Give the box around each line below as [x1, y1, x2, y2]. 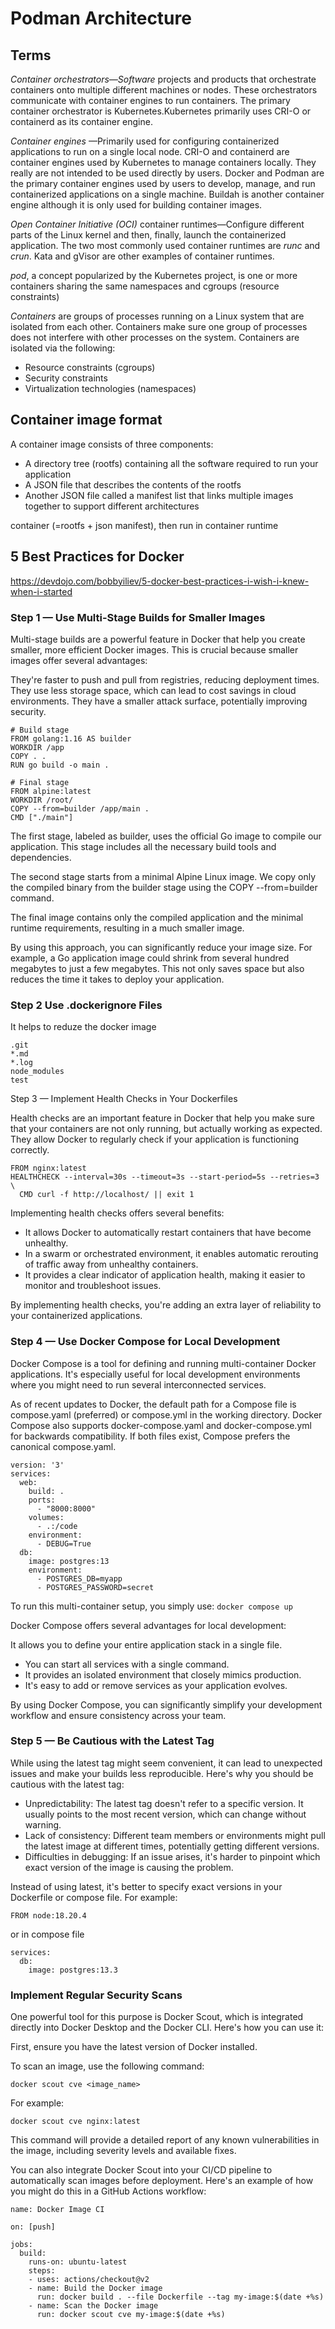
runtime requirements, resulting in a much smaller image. [10, 922, 245, 934]
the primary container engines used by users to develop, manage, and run [10, 178, 316, 189]
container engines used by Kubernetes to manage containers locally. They [10, 157, 317, 168]
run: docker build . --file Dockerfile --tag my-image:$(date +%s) [36, 2292, 325, 2302]
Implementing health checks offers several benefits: [10, 1207, 225, 1219]
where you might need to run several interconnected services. [10, 1378, 267, 1391]
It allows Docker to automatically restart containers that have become [24, 1227, 312, 1239]
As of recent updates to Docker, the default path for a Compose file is [10, 1398, 297, 1410]
